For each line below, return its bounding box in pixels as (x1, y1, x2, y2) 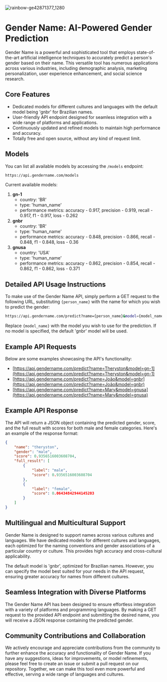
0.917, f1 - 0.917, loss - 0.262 (19, 213, 78, 219)
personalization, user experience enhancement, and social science (5, 70, 143, 76)
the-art (5, 54, 20, 60)
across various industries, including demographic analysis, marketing (5, 65, 148, 71)
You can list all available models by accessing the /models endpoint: (5, 163, 144, 169)
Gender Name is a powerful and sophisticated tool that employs (5, 49, 136, 55)
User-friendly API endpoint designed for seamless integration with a (12, 114, 152, 120)
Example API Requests (5, 342, 77, 351)
